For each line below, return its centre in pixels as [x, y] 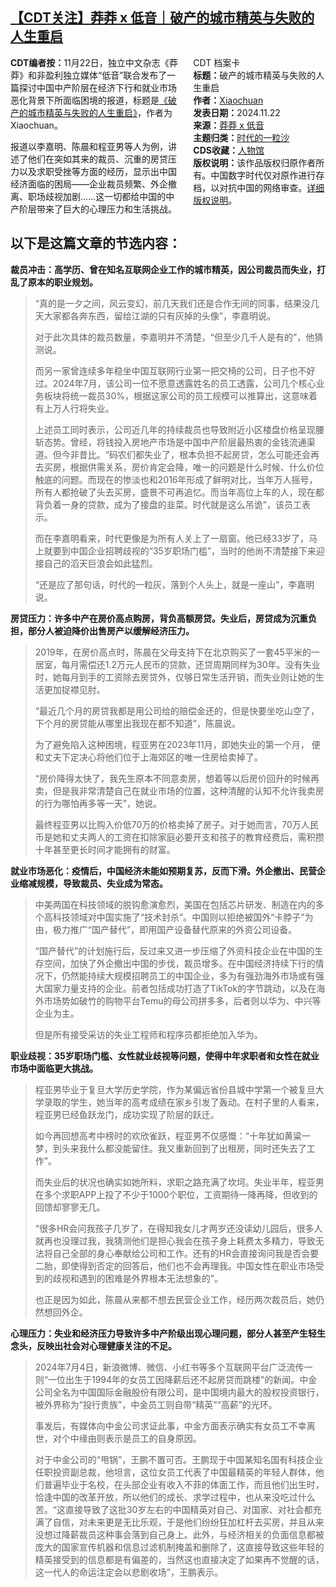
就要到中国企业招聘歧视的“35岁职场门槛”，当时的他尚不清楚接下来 [180, 550]
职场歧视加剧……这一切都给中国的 [97, 196]
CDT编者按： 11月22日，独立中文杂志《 [90, 62]
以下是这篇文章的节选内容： [96, 243]
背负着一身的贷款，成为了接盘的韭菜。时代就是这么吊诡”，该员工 [168, 504]
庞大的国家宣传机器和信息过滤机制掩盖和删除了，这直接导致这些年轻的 [179, 1547]
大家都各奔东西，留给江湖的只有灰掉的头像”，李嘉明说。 [159, 315]
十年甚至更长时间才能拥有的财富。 [105, 849]
